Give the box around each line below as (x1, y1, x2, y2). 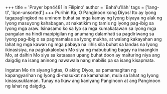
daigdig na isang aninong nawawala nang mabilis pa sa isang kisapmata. (5, 57, 155, 63)
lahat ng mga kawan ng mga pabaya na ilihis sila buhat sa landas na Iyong (5, 41, 158, 47)
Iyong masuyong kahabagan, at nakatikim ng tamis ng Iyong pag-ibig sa (5, 20, 154, 26)
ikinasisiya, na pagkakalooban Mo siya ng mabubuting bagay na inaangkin (5, 47, 159, 52)
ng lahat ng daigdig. (5, 83, 47, 89)
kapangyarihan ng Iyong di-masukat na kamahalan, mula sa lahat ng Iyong (5, 72, 159, 78)
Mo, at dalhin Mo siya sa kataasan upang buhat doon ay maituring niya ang (5, 52, 160, 58)
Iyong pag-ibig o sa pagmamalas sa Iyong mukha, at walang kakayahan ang (5, 36, 162, 42)
